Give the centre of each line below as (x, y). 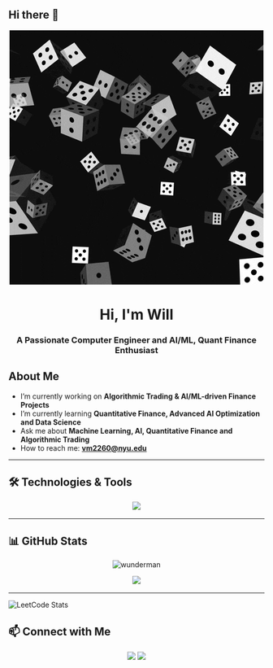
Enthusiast (136, 350)
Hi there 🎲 (34, 15)
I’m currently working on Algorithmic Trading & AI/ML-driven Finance (138, 396)
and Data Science (50, 422)
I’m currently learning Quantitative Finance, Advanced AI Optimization (140, 413)
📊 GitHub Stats (48, 541)
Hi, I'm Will (136, 315)
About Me (34, 376)
